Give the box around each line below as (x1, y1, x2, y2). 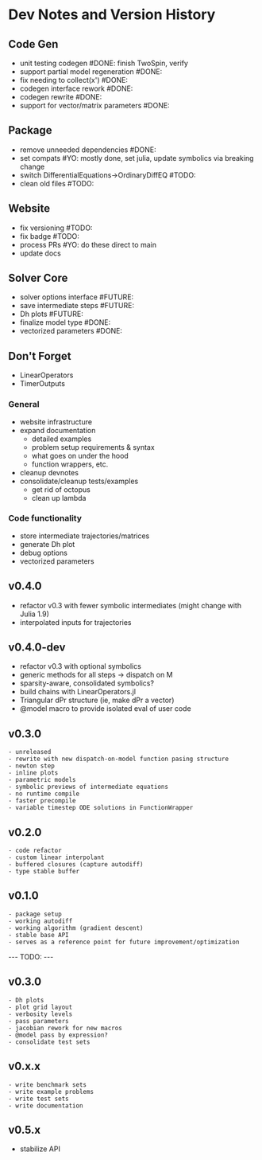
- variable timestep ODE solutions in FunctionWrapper (8, 804, 194, 812)
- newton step (8, 762, 56, 770)
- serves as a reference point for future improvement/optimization (8, 938, 240, 946)
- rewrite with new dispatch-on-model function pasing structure (8, 755, 229, 764)
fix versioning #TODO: (19, 223, 93, 232)
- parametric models (8, 776, 77, 784)
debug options (19, 548, 67, 557)
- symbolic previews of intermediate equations (8, 783, 169, 791)
